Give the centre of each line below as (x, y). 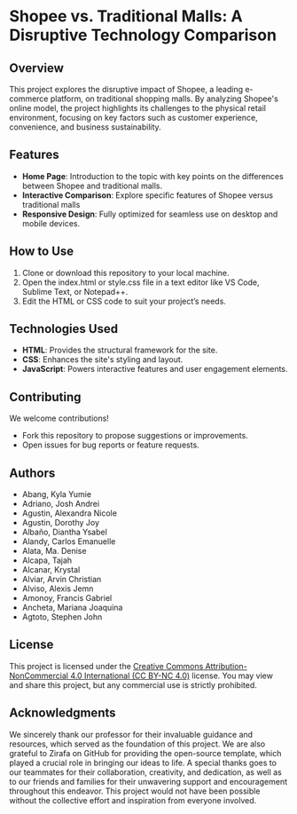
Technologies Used (63, 329)
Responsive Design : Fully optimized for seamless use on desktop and (150, 214)
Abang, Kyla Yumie (56, 494)
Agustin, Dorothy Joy (61, 523)
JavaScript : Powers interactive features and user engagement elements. (155, 369)
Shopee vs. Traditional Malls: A (126, 16)
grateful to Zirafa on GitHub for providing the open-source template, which (145, 753)
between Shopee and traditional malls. (92, 186)
